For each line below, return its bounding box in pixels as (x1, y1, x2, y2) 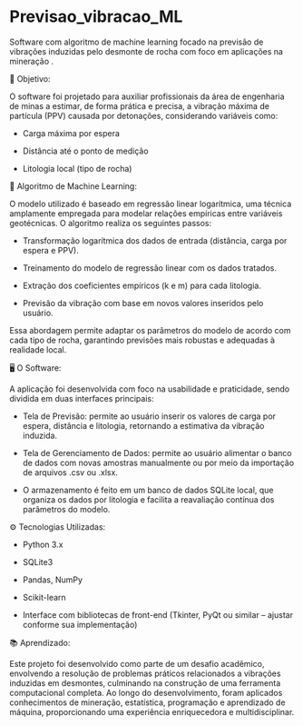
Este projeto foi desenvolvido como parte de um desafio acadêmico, (9, 658, 265, 669)
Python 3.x (22, 539, 64, 550)
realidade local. (9, 343, 67, 355)
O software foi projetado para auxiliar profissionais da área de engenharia (9, 91, 285, 102)
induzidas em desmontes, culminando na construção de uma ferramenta (9, 677, 281, 688)
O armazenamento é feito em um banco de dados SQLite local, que (22, 484, 274, 495)
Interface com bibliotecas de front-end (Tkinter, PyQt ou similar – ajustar (22, 609, 293, 620)
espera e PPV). (22, 244, 79, 255)
